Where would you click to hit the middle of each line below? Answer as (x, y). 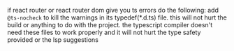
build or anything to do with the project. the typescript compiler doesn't (110, 25)
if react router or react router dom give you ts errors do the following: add (113, 10)
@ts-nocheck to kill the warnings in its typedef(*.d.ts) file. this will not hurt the (117, 17)
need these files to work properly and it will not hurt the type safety (104, 32)
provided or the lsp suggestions (53, 40)
